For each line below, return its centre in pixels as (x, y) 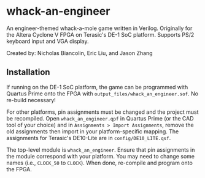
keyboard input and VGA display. (48, 41)
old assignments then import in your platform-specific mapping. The (93, 131)
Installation (28, 72)
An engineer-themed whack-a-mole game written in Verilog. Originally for (99, 28)
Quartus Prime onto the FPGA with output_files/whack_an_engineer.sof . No (102, 94)
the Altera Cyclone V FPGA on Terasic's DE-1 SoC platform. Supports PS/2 (100, 34)
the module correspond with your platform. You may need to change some (101, 156)
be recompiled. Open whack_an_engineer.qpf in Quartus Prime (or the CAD (100, 118)
